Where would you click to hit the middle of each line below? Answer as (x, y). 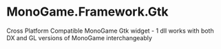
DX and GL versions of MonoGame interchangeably (80, 37)
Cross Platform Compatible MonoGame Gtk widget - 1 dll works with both (110, 31)
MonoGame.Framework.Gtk (88, 12)
